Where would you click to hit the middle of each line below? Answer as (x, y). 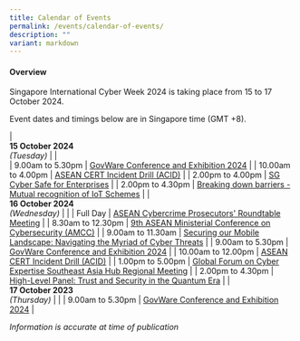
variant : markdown (44, 43)
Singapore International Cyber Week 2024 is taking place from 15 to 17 (141, 92)
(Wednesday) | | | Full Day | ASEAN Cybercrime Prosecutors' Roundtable (145, 213)
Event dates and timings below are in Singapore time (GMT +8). (128, 119)
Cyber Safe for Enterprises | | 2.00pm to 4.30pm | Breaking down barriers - (150, 185)
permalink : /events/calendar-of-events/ (87, 26)
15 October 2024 (42, 147)
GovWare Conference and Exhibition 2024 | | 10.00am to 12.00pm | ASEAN (149, 252)
